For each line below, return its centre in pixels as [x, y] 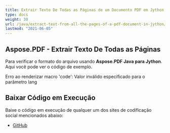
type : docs [17, 15]
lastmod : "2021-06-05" [29, 29]
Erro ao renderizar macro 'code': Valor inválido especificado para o [75, 76]
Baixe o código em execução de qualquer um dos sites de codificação [78, 110]
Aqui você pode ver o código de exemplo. [49, 67]
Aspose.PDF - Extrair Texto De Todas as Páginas [83, 49]
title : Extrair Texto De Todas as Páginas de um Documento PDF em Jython [85, 10]
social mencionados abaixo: [34, 115]
